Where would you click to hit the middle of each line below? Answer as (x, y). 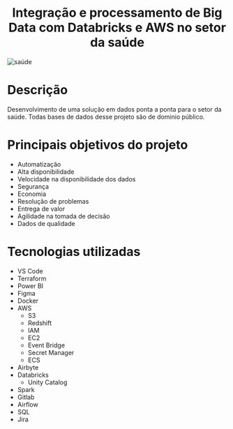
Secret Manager (51, 352)
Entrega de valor (41, 209)
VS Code (30, 271)
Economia (32, 194)
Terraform (32, 278)
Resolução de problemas (53, 201)
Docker (28, 301)
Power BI (30, 286)
